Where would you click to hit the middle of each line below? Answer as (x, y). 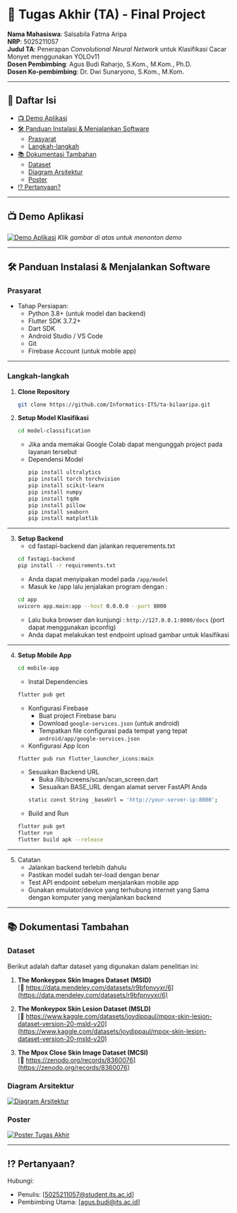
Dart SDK (42, 329)
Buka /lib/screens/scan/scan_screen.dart (98, 779)
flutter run (35, 833)
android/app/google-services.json (89, 738)
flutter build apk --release (60, 840)
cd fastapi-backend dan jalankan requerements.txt (102, 546)
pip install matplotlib (63, 518)
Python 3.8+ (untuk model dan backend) (87, 313)
